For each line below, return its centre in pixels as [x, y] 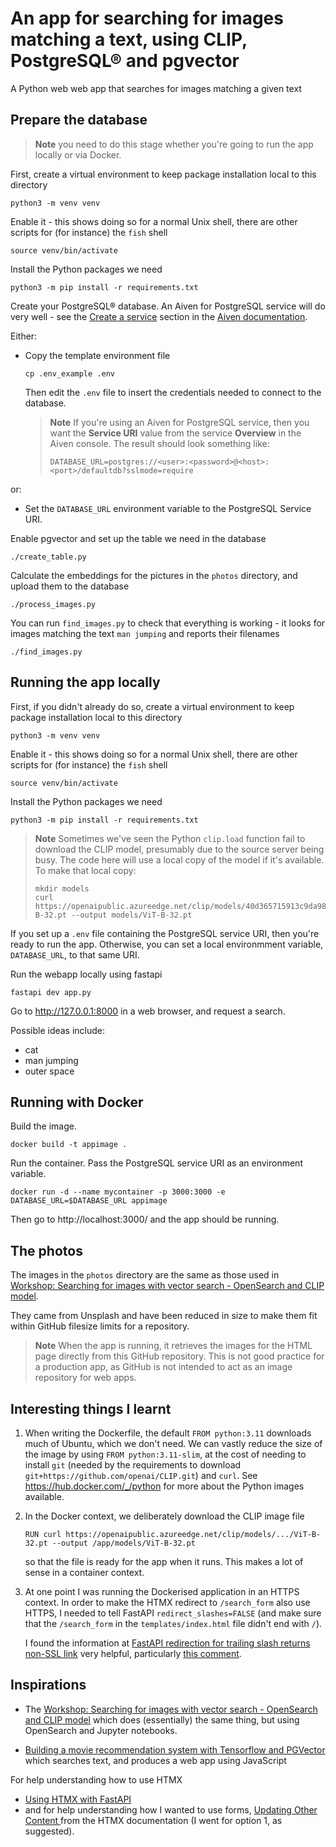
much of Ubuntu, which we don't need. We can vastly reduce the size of [173, 1443]
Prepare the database [79, 120]
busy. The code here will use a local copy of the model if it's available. [179, 859]
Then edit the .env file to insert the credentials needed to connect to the [173, 392]
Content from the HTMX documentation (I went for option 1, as [153, 1820]
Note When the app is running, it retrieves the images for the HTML [173, 1346]
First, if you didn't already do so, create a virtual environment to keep [152, 706]
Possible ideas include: [58, 1030]
